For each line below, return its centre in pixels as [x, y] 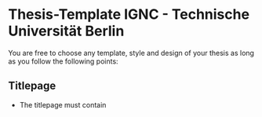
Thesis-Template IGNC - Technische [129, 15]
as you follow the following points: [64, 61]
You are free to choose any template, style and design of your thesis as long [131, 53]
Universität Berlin [66, 31]
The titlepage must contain [63, 104]
